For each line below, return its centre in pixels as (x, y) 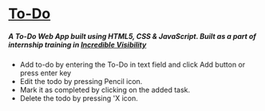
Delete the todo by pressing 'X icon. (79, 98)
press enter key (45, 73)
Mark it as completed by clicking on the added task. (105, 90)
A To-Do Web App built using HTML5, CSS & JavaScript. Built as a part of (132, 36)
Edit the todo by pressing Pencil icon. (81, 82)
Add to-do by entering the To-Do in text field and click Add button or (132, 65)
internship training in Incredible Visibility (77, 44)
